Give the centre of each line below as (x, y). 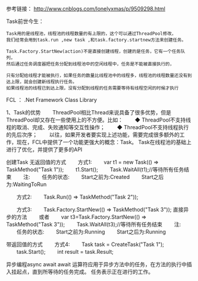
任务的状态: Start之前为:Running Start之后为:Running (91, 232)
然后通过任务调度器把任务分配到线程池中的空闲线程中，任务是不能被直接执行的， (90, 64)
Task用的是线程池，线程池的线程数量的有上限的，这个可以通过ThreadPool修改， (91, 34)
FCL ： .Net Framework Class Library (51, 100)
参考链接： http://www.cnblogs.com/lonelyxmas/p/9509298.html (86, 9)
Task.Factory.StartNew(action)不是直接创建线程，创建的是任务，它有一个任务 (94, 52)
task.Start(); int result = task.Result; (65, 252)
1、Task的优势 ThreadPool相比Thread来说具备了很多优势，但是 (89, 112)
